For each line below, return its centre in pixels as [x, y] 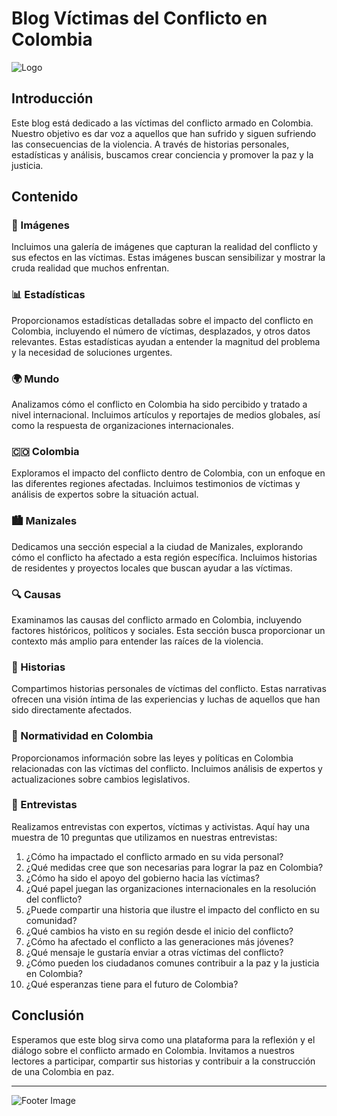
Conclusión [48, 1015]
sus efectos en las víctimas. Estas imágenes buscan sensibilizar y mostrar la [168, 258]
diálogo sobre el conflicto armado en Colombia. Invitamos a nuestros [153, 1050]
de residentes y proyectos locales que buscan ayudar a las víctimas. [152, 568]
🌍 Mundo [35, 379]
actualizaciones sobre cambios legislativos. [101, 779]
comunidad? [51, 920]
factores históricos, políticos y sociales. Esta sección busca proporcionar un [168, 630]
